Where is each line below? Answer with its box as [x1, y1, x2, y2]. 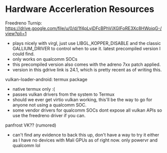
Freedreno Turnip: [5, 20, 42, 26]
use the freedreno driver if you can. [12, 112, 86, 118]
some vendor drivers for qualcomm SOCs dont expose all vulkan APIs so [12, 107, 162, 113]
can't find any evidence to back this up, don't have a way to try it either [12, 132, 159, 138]
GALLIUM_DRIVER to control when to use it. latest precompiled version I [12, 45, 161, 51]
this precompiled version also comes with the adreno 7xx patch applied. [12, 61, 161, 67]
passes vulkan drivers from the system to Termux [12, 91, 115, 97]
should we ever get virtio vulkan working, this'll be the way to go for [12, 96, 152, 103]
